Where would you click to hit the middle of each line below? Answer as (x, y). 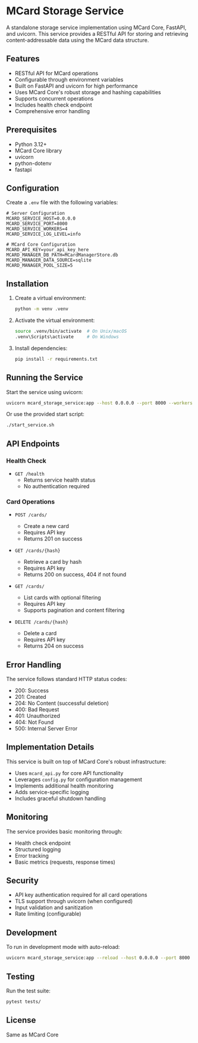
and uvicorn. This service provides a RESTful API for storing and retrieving (97, 33)
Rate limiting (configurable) (48, 914)
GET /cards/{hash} (37, 551)
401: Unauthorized (37, 716)
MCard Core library (38, 151)
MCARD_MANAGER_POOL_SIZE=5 (40, 266)
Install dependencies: (41, 348)
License (21, 1020)
